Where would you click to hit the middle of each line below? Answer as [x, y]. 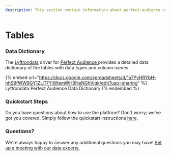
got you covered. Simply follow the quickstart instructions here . [72, 118]
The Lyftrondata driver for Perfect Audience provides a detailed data [77, 62]
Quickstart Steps [27, 101]
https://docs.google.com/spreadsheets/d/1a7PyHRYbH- [97, 77]
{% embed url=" [22, 77]
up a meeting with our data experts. [42, 148]
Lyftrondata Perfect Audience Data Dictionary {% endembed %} [73, 88]
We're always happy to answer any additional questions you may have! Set [83, 142]
